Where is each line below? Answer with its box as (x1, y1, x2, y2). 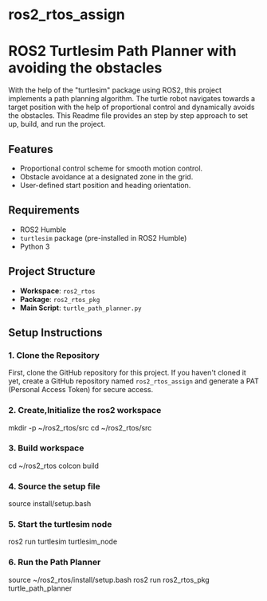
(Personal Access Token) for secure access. (8, 385, 154, 395)
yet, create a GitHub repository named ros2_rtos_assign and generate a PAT (8, 376, 259, 386)
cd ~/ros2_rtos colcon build (8, 461, 100, 470)
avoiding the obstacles (8, 59, 163, 77)
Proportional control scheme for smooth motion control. (19, 163, 203, 173)
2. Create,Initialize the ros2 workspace (8, 405, 162, 416)
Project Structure (8, 265, 96, 278)
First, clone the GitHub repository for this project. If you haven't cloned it (8, 368, 247, 378)
